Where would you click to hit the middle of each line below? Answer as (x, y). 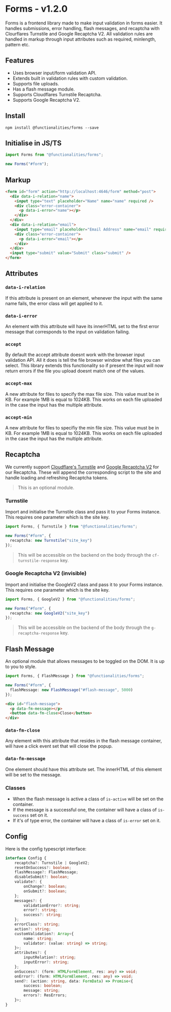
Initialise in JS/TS (34, 143)
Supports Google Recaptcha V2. (46, 100)
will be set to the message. (33, 774)
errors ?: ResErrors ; (45, 995)
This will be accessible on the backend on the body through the (84, 555)
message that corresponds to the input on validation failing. (68, 332)
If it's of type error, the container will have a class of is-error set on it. (87, 821)
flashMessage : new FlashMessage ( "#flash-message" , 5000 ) (72, 690)
